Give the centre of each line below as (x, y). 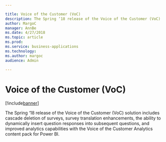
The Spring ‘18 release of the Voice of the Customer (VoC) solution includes (83, 113)
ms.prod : (14, 42)
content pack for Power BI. (32, 134)
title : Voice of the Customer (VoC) (43, 14)
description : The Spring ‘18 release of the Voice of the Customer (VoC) (83, 19)
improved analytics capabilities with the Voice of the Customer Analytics (79, 129)
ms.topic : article (24, 37)
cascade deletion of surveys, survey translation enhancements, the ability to (83, 118)
